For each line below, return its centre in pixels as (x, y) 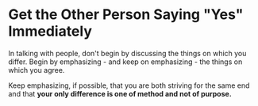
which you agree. (37, 70)
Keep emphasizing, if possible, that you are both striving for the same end (129, 85)
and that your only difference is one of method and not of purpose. (120, 93)
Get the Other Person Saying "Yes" (126, 15)
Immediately (50, 31)
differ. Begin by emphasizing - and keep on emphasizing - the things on (125, 62)
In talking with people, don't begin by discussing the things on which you (127, 53)
